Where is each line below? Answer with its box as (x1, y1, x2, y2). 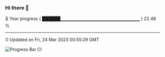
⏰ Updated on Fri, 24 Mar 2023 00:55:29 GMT (5, 37, 99, 43)
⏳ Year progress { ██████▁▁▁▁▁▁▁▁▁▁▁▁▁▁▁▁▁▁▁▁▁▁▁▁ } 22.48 (5, 16, 156, 21)
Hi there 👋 (5, 4, 29, 11)
